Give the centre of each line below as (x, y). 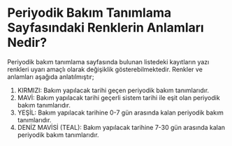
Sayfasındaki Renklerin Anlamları (106, 28)
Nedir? (27, 43)
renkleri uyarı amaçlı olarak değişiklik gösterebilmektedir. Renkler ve (105, 69)
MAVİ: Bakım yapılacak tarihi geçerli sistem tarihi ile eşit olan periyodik (118, 97)
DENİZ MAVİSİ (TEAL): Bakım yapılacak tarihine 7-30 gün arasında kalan (121, 127)
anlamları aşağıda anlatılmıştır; (51, 76)
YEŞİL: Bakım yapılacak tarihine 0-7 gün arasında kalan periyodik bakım (120, 112)
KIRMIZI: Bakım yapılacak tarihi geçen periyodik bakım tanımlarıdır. (113, 90)
